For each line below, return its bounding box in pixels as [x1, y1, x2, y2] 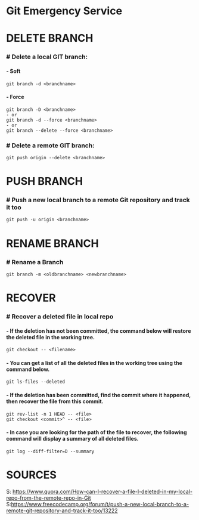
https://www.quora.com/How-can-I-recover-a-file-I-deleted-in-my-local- [12, 488, 193, 495]
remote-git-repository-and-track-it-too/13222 [6, 507, 118, 514]
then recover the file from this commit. [6, 398, 104, 405]
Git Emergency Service [6, 4, 123, 18]
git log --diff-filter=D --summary [6, 448, 95, 454]
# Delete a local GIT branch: [6, 52, 88, 61]
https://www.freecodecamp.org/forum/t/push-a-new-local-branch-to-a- [11, 500, 189, 507]
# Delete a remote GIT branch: [6, 141, 95, 150]
